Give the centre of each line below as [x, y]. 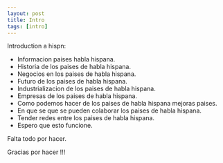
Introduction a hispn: [37, 46]
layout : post [26, 13]
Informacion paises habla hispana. [66, 59]
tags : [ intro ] [28, 26]
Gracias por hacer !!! [36, 152]
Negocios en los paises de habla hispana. [77, 74]
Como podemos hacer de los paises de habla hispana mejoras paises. [117, 104]
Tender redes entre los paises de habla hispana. [86, 118]
